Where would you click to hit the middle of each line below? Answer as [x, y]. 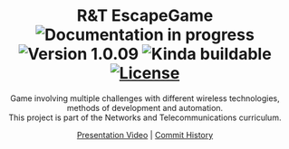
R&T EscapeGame [145, 16]
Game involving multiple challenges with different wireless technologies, [145, 98]
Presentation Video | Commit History [145, 135]
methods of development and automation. [145, 107]
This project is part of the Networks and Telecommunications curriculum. [145, 117]
